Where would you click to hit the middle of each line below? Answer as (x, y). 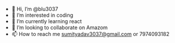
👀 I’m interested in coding (42, 15)
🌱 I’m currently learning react (47, 21)
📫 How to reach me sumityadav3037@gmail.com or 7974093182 (90, 34)
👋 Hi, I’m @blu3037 (35, 9)
